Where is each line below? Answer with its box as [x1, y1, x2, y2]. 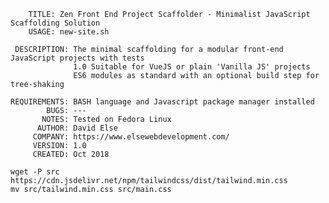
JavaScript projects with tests [10, 53, 145, 63]
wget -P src [10, 167, 60, 177]
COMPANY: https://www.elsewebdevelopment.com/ [32, 132, 230, 142]
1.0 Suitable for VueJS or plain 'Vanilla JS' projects [73, 62, 311, 72]
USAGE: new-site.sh [28, 27, 110, 37]
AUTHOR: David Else [36, 123, 118, 133]
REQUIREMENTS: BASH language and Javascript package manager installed [10, 97, 315, 107]
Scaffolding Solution [10, 18, 101, 28]
